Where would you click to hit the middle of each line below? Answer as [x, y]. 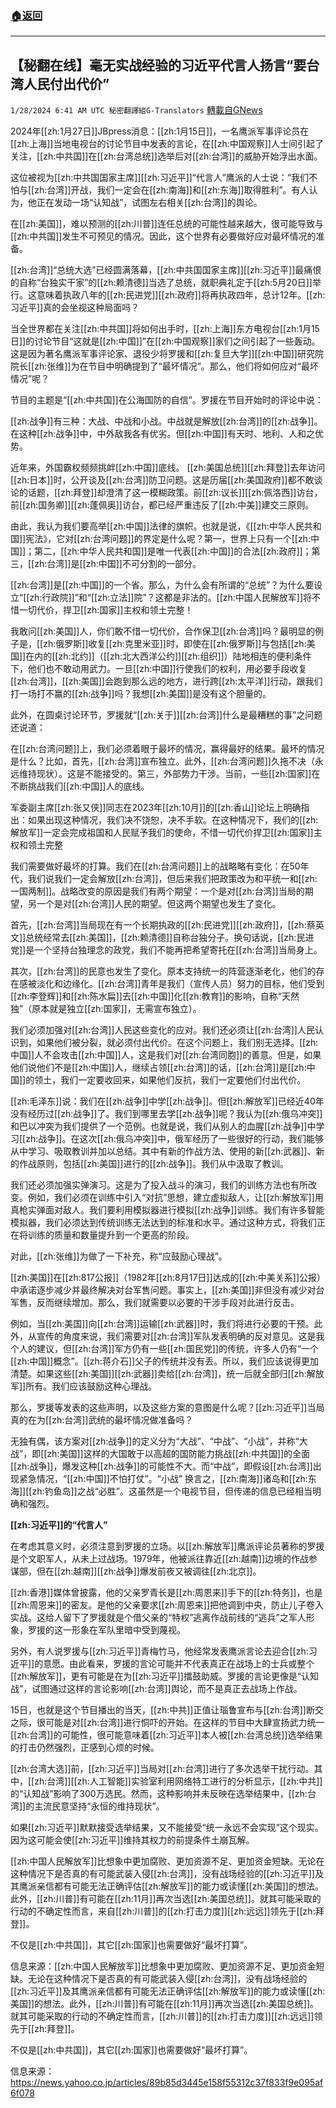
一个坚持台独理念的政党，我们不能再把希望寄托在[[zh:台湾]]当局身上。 [178, 950]
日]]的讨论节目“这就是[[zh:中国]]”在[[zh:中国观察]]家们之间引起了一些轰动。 [165, 341]
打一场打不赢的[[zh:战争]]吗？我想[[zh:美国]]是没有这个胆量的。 [141, 694]
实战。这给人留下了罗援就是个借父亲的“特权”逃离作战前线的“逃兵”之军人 [158, 1618]
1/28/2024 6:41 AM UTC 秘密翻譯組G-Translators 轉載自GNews [136, 110]
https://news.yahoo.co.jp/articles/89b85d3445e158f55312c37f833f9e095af [167, 2083]
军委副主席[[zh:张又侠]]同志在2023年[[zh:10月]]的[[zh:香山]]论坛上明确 [156, 808]
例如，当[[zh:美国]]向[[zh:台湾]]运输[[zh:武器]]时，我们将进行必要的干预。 [162, 1324]
